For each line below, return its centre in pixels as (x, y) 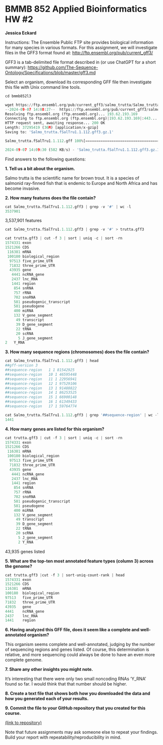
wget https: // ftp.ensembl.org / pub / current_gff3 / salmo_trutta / (69, 105)
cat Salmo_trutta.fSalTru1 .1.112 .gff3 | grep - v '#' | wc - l (68, 207)
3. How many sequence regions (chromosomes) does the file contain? (77, 352)
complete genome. (24, 660)
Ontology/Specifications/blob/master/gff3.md (50, 72)
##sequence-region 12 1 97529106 (41, 383)
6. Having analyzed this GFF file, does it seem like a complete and (72, 630)
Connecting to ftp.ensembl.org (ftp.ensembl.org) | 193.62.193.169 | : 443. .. (81, 119)
